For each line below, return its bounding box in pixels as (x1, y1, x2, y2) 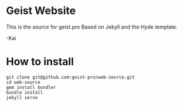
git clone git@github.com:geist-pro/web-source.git (6, 74, 135, 80)
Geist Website (6, 4, 76, 17)
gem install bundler (6, 84, 57, 90)
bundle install (6, 89, 43, 96)
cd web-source (6, 79, 41, 85)
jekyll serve (6, 94, 38, 100)
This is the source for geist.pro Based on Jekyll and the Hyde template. (6, 23, 178, 30)
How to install (6, 55, 74, 68)
